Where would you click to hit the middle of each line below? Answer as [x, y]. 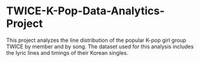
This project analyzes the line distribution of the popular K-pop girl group [96, 40]
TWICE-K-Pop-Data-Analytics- [86, 11]
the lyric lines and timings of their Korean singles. [67, 52]
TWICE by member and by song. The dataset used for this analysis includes [100, 46]
